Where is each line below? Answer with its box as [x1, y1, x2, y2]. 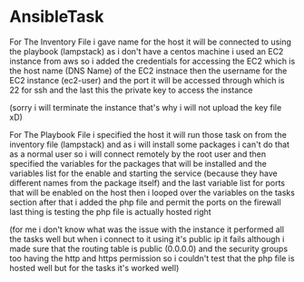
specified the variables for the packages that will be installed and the [9, 158, 268, 169]
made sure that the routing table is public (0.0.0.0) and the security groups [9, 243, 289, 254]
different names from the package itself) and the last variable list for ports [9, 177, 286, 188]
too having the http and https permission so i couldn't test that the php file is [9, 252, 295, 264]
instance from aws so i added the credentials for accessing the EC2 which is [9, 55, 296, 66]
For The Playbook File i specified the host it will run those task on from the [9, 129, 288, 140]
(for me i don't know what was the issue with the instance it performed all [9, 224, 284, 235]
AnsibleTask [9, 6, 104, 27]
